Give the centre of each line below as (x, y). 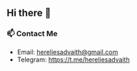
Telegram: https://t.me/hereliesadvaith (73, 59)
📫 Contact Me (32, 34)
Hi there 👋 (29, 13)
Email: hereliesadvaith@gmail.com (67, 52)
